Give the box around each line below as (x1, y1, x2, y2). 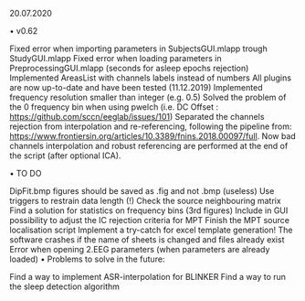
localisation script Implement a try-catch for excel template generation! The (9, 224, 293, 235)
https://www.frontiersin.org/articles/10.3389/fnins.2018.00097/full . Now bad (9, 131, 297, 141)
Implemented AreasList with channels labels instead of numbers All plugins (9, 72, 292, 83)
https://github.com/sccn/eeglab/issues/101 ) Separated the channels (9, 112, 265, 122)
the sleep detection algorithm (9, 281, 121, 292)
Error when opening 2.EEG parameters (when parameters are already (9, 244, 270, 254)
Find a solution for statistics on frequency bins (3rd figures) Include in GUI (9, 205, 289, 216)
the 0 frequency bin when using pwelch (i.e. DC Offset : (9, 102, 219, 113)
